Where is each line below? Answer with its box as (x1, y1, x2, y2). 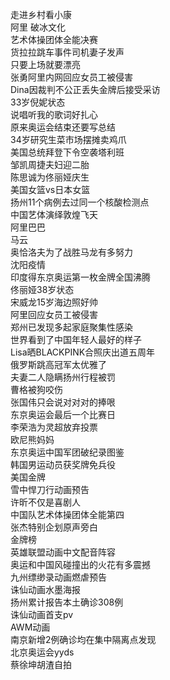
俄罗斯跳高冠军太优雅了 (10, 359, 107, 370)
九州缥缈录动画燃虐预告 (10, 571, 107, 583)
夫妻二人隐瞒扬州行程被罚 (10, 371, 116, 383)
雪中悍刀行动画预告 (10, 484, 90, 495)
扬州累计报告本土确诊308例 (10, 596, 124, 608)
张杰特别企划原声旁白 (10, 521, 98, 533)
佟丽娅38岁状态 (10, 284, 75, 295)
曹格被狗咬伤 (10, 384, 63, 395)
